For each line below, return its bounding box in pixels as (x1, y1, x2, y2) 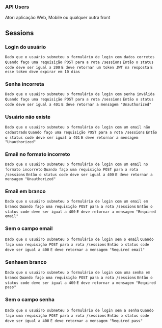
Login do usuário (5, 43, 46, 50)
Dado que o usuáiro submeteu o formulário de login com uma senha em (5, 270, 151, 275)
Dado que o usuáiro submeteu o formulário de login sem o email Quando (5, 237, 154, 242)
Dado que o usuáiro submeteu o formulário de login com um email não (5, 125, 151, 129)
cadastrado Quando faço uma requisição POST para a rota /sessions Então (5, 130, 157, 135)
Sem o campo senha (5, 296, 55, 303)
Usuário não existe (5, 114, 51, 121)
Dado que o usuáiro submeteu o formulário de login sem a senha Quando (5, 308, 154, 313)
